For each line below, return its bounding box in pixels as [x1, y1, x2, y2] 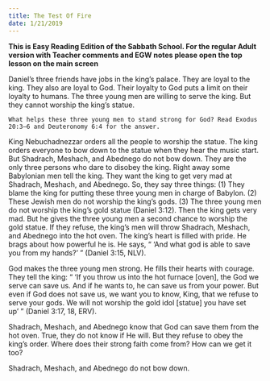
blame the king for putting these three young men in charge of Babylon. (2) [8, 188, 257, 197]
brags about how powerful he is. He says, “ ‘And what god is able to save [8, 239, 251, 249]
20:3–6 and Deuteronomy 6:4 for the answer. [8, 122, 160, 130]
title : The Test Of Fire [8, 11, 92, 20]
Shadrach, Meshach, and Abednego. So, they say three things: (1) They [8, 179, 245, 189]
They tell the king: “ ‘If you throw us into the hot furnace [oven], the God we [8, 271, 260, 282]
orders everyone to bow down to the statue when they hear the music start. [8, 145, 260, 155]
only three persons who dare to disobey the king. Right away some [8, 162, 231, 172]
